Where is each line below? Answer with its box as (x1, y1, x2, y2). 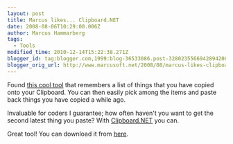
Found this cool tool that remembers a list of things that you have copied (7, 80, 214, 89)
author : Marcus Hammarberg (7, 29, 85, 37)
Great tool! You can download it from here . (7, 129, 129, 138)
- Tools (13, 42, 36, 49)
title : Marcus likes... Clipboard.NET (7, 17, 119, 24)
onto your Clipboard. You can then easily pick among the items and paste (7, 88, 217, 96)
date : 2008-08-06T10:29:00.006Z (7, 23, 101, 30)
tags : (7, 36, 23, 43)
